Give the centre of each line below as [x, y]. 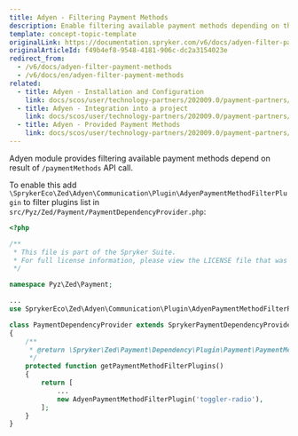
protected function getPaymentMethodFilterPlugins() [125, 366]
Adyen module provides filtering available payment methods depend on [140, 158]
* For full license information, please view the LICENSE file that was [150, 260]
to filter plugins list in [62, 202]
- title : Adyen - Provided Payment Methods [98, 125]
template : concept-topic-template [73, 34]
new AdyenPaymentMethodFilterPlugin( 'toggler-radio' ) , [160, 399]
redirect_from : [37, 59]
